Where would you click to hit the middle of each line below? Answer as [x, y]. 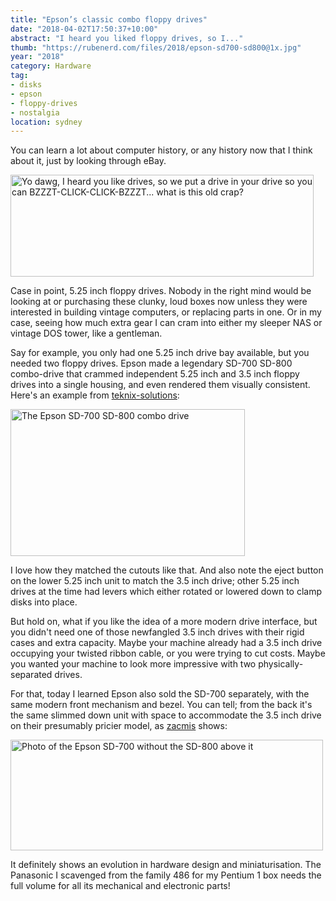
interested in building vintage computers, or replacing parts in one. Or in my [166, 312]
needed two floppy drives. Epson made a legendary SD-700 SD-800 [151, 363]
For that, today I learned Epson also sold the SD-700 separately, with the [160, 694]
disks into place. [44, 602]
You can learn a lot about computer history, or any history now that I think [161, 150]
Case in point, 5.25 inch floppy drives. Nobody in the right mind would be [161, 291]
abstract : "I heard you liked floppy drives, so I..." [127, 38]
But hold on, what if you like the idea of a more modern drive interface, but [164, 622]
